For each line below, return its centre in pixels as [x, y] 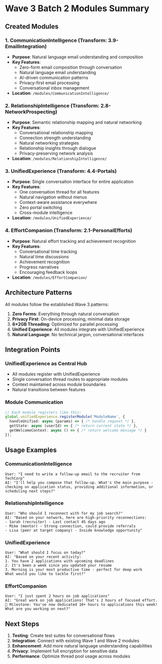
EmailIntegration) [26, 46]
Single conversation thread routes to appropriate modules [70, 379]
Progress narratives [39, 267]
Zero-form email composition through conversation [71, 67]
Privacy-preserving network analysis [56, 153]
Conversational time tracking [48, 251]
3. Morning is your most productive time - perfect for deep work [74, 570]
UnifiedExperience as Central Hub [46, 363]
